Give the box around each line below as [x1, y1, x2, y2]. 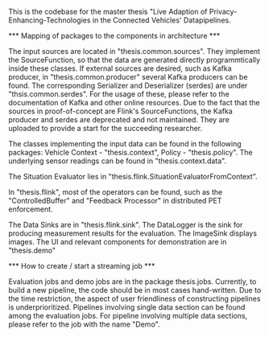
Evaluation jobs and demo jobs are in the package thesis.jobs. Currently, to [8, 277, 257, 286]
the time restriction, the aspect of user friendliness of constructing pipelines [8, 294, 261, 303]
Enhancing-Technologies [8, 15, 91, 25]
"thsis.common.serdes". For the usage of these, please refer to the [8, 89, 230, 99]
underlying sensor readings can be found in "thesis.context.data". [8, 156, 227, 166]
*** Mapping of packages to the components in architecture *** [8, 31, 221, 40]
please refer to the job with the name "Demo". [8, 319, 160, 329]
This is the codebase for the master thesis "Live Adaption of [8, 7, 208, 16]
